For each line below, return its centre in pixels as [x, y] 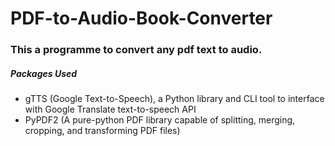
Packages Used [44, 73]
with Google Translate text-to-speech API [110, 109]
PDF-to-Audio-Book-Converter [141, 18]
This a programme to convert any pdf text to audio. [136, 50]
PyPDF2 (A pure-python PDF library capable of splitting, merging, [160, 120]
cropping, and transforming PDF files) [102, 131]
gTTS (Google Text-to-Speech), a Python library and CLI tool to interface [174, 99]
